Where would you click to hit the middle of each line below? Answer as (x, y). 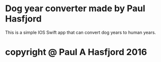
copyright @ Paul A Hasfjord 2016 (76, 52)
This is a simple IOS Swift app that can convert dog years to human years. (80, 32)
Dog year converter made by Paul (75, 9)
